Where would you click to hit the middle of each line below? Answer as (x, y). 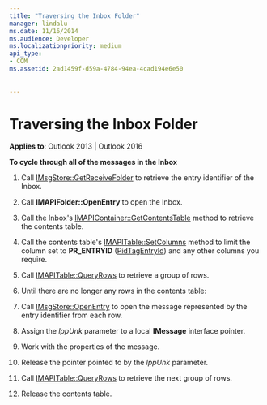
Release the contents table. (66, 394)
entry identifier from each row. (72, 315)
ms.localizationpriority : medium (66, 46)
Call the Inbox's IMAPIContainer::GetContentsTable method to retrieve (137, 218)
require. (34, 260)
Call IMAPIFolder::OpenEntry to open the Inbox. (102, 202)
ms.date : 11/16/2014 (44, 31)
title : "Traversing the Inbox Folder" (74, 16)
